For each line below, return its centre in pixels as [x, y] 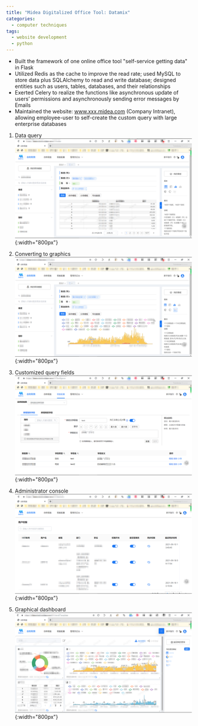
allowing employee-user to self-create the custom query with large [96, 118]
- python [22, 44]
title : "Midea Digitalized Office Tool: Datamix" [68, 12]
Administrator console [42, 491]
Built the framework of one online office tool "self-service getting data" [101, 61]
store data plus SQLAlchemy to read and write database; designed [95, 80]
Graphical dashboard [40, 610]
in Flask [24, 67]
